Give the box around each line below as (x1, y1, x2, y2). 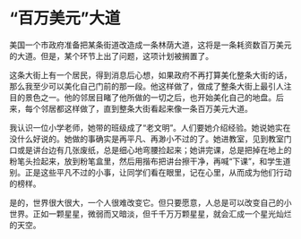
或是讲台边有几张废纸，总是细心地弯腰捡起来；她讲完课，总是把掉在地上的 (16, 144, 292, 155)
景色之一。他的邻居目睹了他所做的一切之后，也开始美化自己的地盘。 (24, 91, 276, 103)
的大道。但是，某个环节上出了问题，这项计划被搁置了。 (9, 50, 213, 61)
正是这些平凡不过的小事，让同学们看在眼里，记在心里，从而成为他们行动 (24, 166, 292, 177)
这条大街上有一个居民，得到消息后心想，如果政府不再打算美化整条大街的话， (9, 69, 292, 81)
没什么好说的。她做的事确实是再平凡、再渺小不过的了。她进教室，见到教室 (9, 133, 284, 144)
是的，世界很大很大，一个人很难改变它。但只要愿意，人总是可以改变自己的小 (9, 197, 292, 208)
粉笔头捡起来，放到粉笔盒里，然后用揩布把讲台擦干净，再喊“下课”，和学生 (9, 156, 284, 166)
